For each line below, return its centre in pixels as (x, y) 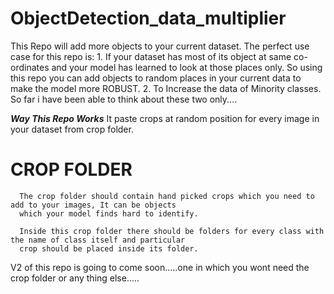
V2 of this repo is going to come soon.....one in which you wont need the (160, 267)
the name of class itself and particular (98, 240)
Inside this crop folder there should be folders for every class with (172, 231)
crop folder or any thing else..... (75, 278)
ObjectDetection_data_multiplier (148, 18)
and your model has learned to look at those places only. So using (187, 67)
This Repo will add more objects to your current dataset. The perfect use (160, 46)
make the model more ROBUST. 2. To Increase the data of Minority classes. (166, 88)
